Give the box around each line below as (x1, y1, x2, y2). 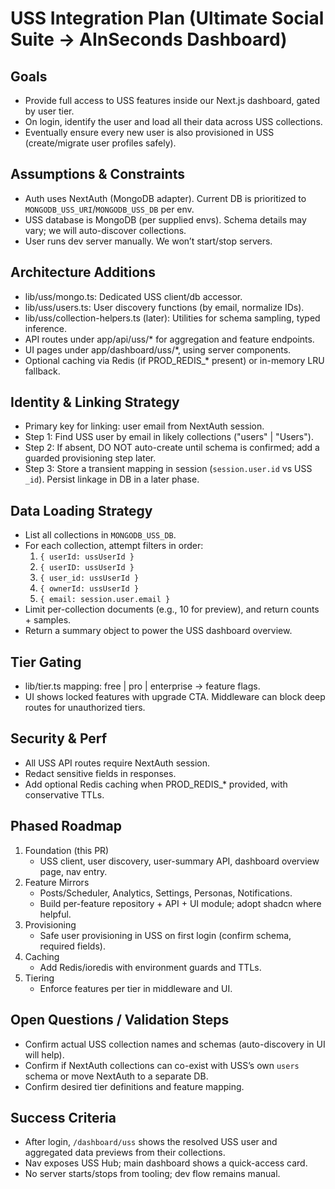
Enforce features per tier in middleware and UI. (39, 982, 233, 994)
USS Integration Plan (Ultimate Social (10, 7, 325, 30)
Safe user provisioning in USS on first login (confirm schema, (39, 929, 292, 941)
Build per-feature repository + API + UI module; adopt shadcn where (39, 897, 322, 909)
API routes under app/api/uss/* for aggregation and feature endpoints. (24, 333, 315, 345)
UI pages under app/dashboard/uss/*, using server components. (24, 343, 292, 356)
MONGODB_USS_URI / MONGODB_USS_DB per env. (24, 203, 195, 215)
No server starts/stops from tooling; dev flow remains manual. (24, 1168, 281, 1180)
